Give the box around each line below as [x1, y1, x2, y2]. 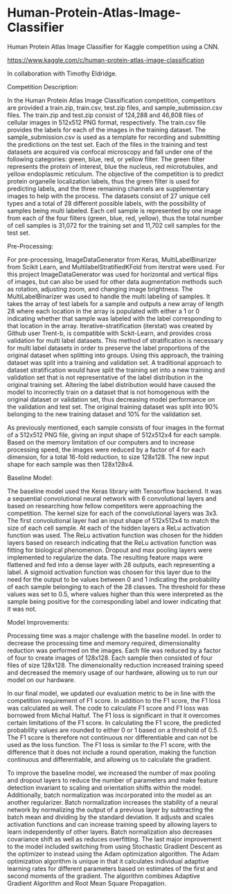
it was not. [7, 605, 37, 613]
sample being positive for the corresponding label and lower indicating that [7, 597, 222, 605]
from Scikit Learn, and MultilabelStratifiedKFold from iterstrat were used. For [7, 262, 225, 271]
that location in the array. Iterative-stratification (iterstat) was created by [7, 321, 213, 330]
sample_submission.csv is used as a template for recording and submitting [7, 133, 220, 141]
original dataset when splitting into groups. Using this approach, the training [7, 351, 224, 359]
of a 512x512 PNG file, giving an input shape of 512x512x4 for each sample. [7, 431, 222, 439]
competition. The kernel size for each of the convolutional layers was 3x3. [7, 509, 218, 517]
